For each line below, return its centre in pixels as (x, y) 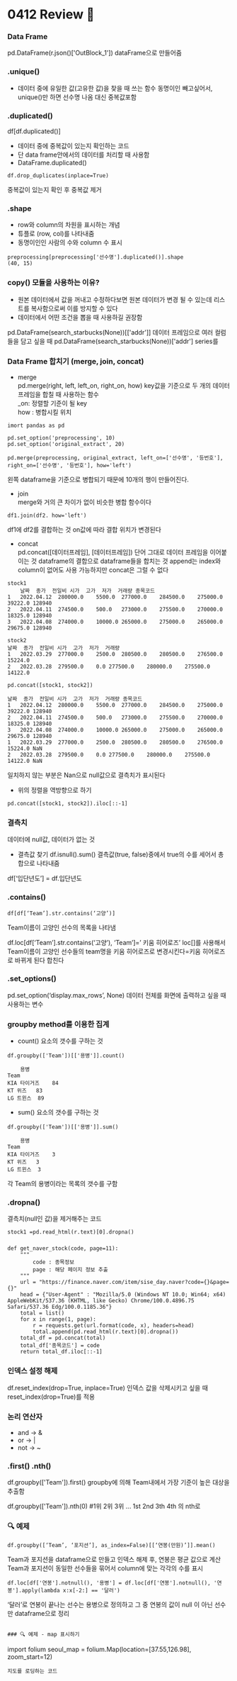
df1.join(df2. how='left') (47, 515)
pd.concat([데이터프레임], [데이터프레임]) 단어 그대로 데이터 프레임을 (113, 552)
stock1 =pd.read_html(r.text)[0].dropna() (71, 1232)
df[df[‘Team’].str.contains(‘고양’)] (61, 913)
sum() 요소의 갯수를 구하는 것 (58, 1112)
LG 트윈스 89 (26, 1098)
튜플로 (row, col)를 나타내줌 (56, 234)
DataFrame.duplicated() (52, 163)
